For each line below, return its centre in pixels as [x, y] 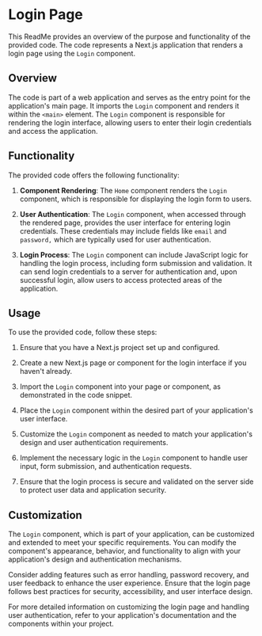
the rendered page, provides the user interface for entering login [125, 223]
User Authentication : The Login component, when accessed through [133, 214]
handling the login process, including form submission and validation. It [136, 263]
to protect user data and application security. [93, 490]
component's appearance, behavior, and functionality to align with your [125, 551]
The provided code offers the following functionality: [94, 175]
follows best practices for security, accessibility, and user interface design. [131, 592]
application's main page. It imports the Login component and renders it [124, 105]
